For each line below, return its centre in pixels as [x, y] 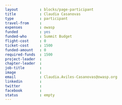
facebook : [23, 90]
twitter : [23, 86]
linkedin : [23, 81]
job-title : [23, 68]
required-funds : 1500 [29, 54]
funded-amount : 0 [26, 50]
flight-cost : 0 [26, 41]
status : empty [30, 95]
